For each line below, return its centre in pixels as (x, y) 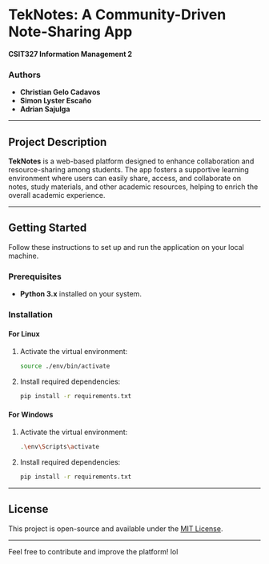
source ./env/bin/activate (65, 366)
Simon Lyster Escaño (56, 101)
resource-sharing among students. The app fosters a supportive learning (129, 170)
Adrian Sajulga (45, 109)
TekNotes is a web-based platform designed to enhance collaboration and (131, 161)
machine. (24, 256)
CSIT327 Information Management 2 (70, 54)
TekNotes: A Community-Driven (117, 15)
